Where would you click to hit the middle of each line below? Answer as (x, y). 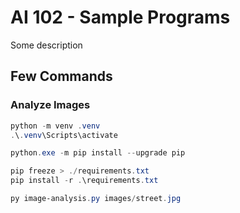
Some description (46, 45)
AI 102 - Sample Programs (120, 17)
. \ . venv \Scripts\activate (64, 135)
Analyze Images (50, 105)
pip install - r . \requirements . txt (84, 181)
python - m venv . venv (55, 126)
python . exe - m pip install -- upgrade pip (98, 153)
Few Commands (61, 76)
